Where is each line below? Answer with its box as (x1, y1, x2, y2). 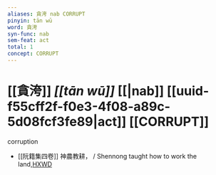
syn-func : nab (7, 30, 50, 38)
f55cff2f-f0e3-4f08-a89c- (7, 99, 171, 115)
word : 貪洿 (7, 23, 38, 31)
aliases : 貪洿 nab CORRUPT (7, 10, 86, 18)
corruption (7, 137, 38, 146)
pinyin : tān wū (7, 17, 53, 24)
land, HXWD (17, 159, 52, 168)
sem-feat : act (7, 37, 50, 44)
